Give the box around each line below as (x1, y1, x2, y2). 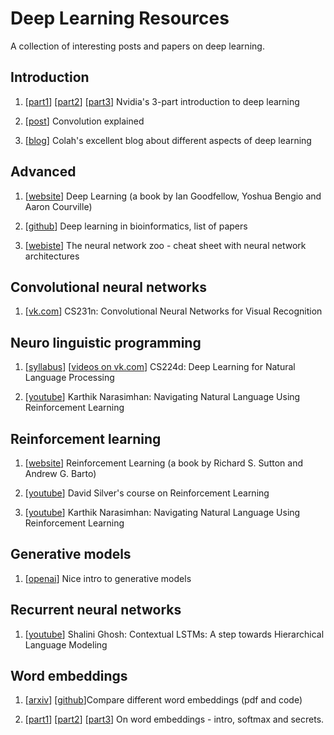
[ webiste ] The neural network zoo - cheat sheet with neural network (24, 239, 307, 251)
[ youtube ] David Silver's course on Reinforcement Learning (24, 487, 270, 499)
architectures (24, 250, 80, 262)
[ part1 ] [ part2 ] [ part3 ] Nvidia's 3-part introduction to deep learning (24, 95, 300, 107)
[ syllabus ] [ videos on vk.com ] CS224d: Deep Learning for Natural (24, 361, 296, 373)
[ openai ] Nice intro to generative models (24, 572, 192, 584)
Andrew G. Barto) (24, 468, 97, 479)
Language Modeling (24, 638, 108, 651)
